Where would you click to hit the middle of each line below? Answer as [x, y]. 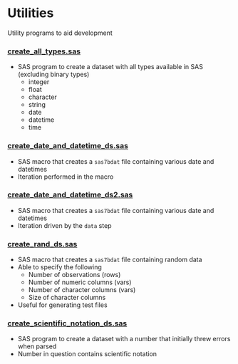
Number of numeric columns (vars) [80, 282]
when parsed [37, 346]
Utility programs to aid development [60, 33]
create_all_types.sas [44, 51]
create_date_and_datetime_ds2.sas [70, 195]
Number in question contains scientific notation [87, 354]
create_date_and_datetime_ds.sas [68, 146]
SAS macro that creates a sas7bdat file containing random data [110, 260]
